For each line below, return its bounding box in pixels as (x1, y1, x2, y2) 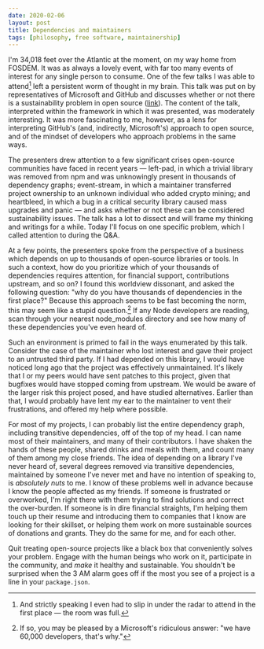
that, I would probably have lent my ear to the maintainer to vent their (8, 396, 232, 405)
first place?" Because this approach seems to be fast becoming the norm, (8, 296, 247, 305)
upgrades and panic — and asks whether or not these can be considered (8, 205, 245, 215)
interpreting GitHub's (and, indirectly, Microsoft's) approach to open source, (8, 123, 255, 132)
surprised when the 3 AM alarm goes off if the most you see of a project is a (8, 568, 255, 578)
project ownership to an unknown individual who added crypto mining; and (8, 188, 251, 197)
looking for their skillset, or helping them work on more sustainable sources (8, 520, 252, 529)
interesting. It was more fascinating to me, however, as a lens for (8, 115, 218, 124)
